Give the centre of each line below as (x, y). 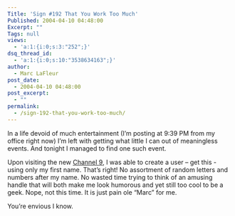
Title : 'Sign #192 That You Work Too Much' (73, 14)
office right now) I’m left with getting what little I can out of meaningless (113, 141)
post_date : (23, 80)
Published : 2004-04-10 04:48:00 (55, 21)
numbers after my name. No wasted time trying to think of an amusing (110, 177)
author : (19, 67)
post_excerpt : (28, 93)
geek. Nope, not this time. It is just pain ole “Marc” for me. (92, 192)
